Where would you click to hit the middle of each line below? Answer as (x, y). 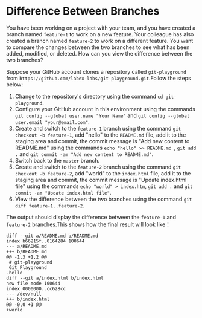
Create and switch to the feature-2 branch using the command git (98, 167)
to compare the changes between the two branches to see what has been (98, 47)
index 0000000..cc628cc (36, 288)
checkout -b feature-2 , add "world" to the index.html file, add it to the (103, 173)
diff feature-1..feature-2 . (49, 205)
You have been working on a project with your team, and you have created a (101, 28)
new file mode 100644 (33, 283)
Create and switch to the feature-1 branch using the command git (98, 128)
